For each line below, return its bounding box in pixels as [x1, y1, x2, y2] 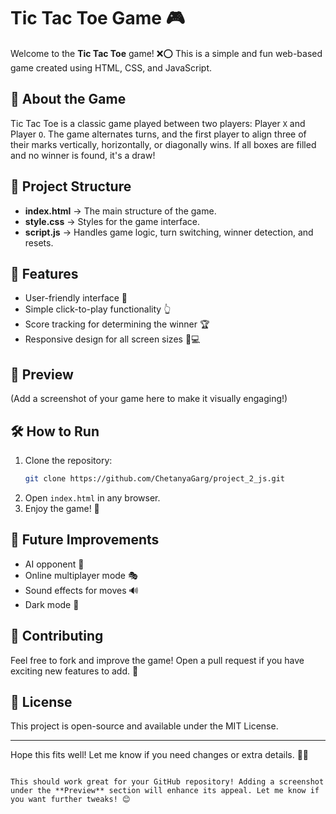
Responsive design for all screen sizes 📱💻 [24, 333, 201, 345]
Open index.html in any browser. [24, 491, 161, 504]
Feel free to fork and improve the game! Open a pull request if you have [10, 654, 305, 666]
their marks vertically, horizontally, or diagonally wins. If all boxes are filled [10, 138, 317, 150]
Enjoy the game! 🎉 [24, 502, 100, 514]
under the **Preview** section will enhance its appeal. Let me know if [10, 786, 320, 796]
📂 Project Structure [10, 178, 132, 195]
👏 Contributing [10, 628, 104, 645]
